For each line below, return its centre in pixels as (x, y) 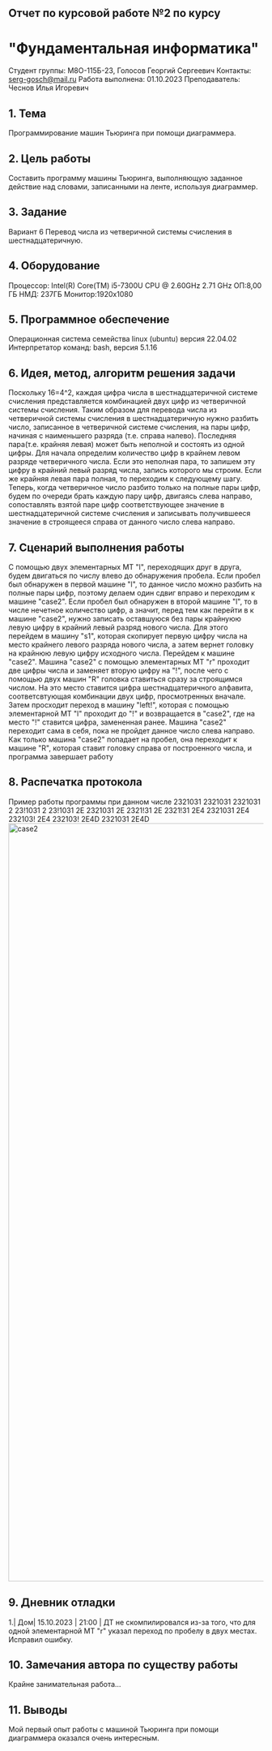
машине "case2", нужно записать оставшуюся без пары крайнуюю (125, 619)
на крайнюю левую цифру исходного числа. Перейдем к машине (121, 653)
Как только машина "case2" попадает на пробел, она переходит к (123, 740)
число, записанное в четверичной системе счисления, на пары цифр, (130, 427)
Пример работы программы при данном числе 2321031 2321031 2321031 (135, 802)
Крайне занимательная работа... (65, 1684)
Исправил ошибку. (40, 1639)
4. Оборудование (54, 266)
